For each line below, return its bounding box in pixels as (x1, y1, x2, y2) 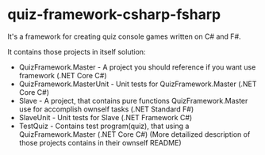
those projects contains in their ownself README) (18, 138, 182, 147)
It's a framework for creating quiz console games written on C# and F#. (7, 32, 241, 41)
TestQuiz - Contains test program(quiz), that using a (18, 121, 190, 130)
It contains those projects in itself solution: (7, 47, 146, 56)
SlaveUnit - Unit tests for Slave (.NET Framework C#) (18, 112, 193, 122)
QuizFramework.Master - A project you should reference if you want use (18, 62, 256, 72)
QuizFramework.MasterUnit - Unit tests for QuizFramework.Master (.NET (18, 79, 257, 89)
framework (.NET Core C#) (18, 70, 108, 80)
